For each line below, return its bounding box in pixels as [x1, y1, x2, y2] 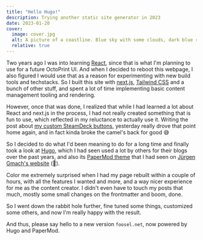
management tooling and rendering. [6, 91, 95, 99]
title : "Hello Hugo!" [6, 8, 61, 15]
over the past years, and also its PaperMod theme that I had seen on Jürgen [6, 153, 196, 160]
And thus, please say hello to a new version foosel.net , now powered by [6, 220, 187, 227]
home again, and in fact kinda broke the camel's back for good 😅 [6, 128, 170, 136]
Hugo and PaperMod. [6, 227, 60, 234]
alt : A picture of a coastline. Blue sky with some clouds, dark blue [11, 37, 193, 43]
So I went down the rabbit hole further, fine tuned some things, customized [6, 202, 193, 209]
